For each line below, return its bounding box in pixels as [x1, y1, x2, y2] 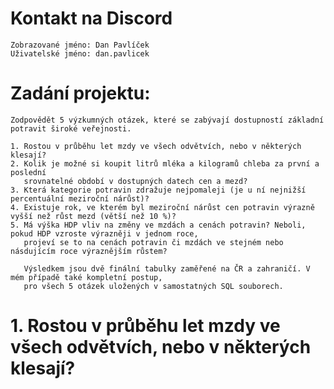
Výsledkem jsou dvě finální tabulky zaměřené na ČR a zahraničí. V [23, 263, 311, 274]
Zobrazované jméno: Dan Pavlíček [10, 40, 150, 50]
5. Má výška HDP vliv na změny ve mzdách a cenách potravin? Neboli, [10, 220, 307, 230]
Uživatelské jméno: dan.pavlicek [10, 48, 150, 59]
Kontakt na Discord [10, 7, 173, 30]
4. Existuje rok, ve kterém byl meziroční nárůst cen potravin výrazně [10, 202, 315, 212]
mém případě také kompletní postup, [10, 272, 163, 282]
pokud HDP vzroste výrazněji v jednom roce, [10, 228, 199, 239]
